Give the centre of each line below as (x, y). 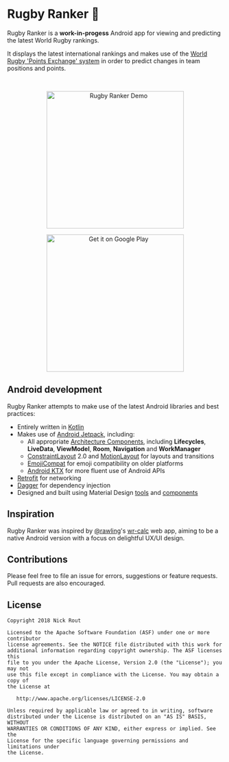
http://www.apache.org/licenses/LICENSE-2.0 (81, 699)
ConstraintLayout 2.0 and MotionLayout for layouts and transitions (121, 456)
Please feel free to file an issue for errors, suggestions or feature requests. (112, 576)
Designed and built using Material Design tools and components (107, 492)
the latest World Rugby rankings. (53, 40)
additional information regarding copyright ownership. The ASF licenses (115, 651)
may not (18, 669)
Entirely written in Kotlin (50, 427)
